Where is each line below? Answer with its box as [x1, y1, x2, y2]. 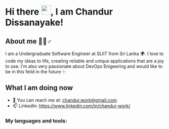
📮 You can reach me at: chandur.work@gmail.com [12, 97, 117, 103]
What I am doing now [5, 83, 73, 92]
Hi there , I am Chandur [5, 6, 113, 18]
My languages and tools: [5, 117, 67, 124]
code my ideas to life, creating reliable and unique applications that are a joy [5, 58, 164, 64]
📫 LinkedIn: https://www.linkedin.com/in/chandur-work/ [12, 103, 131, 109]
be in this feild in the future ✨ [5, 69, 66, 74]
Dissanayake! [5, 17, 64, 28]
